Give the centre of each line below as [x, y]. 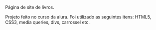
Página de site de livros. [30, 7]
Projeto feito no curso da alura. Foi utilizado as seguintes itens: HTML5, [78, 17]
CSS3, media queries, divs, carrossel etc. [48, 22]
